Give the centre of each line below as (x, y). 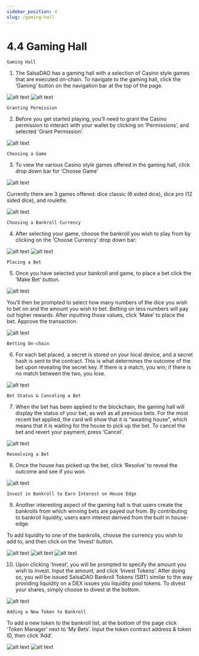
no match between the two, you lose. (60, 374)
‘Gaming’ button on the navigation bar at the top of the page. (89, 86)
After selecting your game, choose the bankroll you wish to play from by (103, 234)
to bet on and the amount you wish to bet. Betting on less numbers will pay (98, 309)
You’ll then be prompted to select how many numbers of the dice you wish (97, 303)
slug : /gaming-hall (31, 17)
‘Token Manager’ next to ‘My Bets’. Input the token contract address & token (99, 629)
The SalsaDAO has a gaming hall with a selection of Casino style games (102, 73)
